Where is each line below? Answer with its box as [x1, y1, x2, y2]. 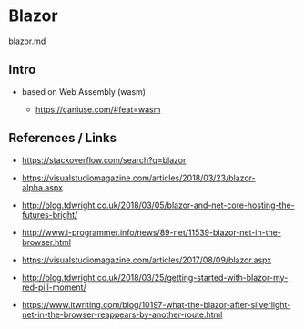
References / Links [8, 130, 117, 146]
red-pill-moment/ [21, 282, 87, 293]
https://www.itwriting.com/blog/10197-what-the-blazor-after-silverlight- [21, 299, 291, 310]
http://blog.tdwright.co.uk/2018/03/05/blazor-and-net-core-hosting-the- [21, 200, 295, 211]
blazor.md [8, 36, 46, 46]
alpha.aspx [21, 181, 63, 192]
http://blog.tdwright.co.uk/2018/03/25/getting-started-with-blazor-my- [21, 272, 289, 283]
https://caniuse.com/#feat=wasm [35, 104, 161, 115]
